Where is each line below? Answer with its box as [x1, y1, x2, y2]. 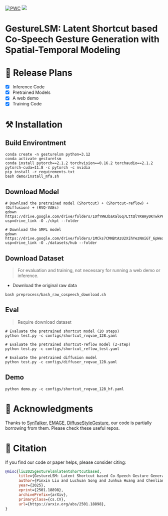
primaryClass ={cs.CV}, [18, 497, 66, 502]
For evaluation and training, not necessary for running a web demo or [17, 268, 161, 273]
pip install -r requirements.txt [5, 170, 75, 175]
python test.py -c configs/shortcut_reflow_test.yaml [5, 346, 120, 351]
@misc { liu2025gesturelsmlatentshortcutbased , [5, 469, 101, 474]
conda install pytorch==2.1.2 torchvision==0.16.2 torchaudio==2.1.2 [5, 161, 153, 166]
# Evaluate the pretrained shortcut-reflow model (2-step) [5, 342, 131, 347]
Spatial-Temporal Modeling [5, 44, 121, 56]
